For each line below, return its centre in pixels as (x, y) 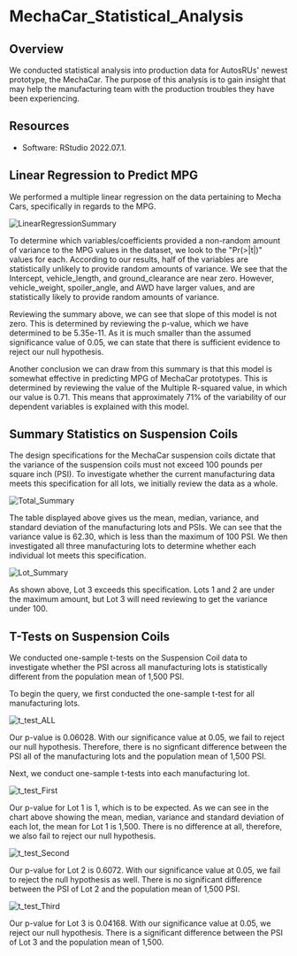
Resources (39, 126)
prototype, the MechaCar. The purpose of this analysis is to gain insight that (148, 80)
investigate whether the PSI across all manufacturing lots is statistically (138, 667)
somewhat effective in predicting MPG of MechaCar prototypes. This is (138, 378)
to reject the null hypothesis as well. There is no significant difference (136, 880)
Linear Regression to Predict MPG (104, 176)
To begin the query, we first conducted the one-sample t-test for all (132, 694)
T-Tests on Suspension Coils (90, 636)
